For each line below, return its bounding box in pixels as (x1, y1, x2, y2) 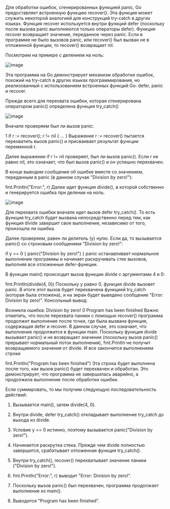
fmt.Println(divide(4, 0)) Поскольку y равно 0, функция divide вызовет (5, 281, 155, 287)
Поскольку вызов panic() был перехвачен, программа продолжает (12, 483, 159, 488)
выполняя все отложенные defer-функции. (5, 262, 98, 267)
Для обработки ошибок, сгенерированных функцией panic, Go (5, 5, 141, 10)
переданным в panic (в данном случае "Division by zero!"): (5, 174, 133, 180)
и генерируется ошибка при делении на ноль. (5, 189, 105, 195)
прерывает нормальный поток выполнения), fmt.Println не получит (5, 340, 151, 346)
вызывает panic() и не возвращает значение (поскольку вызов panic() (5, 334, 158, 340)
